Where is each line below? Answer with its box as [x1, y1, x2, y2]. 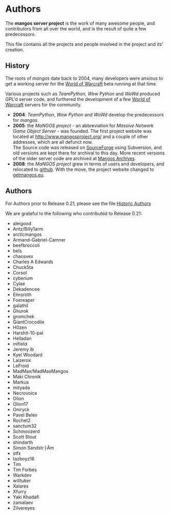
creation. [5, 46, 24, 53]
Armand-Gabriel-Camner [12, 236, 66, 243]
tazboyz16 [12, 455, 35, 461]
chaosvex [12, 253, 33, 259]
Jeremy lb [12, 346, 34, 352]
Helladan [12, 335, 32, 341]
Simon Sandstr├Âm [12, 444, 54, 451]
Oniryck [12, 406, 30, 412]
